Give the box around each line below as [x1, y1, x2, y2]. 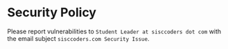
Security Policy [7, 5, 97, 20]
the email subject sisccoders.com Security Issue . [7, 34, 150, 42]
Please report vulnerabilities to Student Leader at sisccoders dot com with [7, 27, 222, 35]
